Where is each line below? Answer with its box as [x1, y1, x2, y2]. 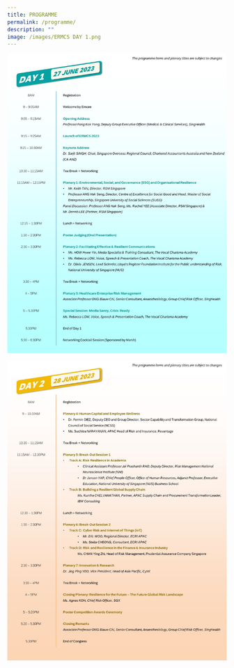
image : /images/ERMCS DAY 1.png [7, 33, 101, 40]
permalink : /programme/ [7, 18, 77, 26]
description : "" [7, 26, 54, 33]
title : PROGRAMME [7, 11, 58, 18]
